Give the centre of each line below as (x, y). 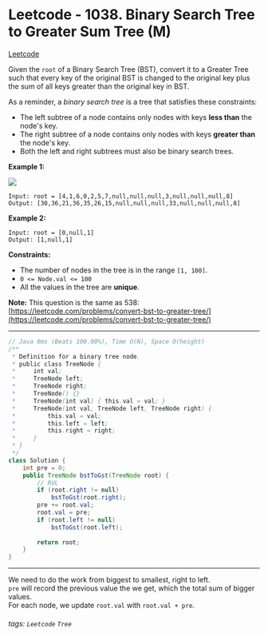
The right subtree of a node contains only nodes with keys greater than (137, 134)
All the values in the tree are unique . (79, 287)
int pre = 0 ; (44, 468)
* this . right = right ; (63, 431)
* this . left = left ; (60, 423)
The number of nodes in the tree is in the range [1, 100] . (114, 270)
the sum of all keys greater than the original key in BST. (99, 86)
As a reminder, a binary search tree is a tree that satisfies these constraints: (133, 101)
